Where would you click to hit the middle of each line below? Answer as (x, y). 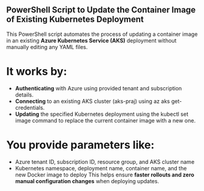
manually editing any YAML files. (47, 47)
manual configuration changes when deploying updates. (87, 181)
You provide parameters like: (80, 145)
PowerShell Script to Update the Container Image (101, 10)
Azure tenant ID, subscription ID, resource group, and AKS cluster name (105, 162)
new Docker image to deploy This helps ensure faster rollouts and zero (104, 175)
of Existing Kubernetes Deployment (75, 20)
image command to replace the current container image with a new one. (105, 120)
